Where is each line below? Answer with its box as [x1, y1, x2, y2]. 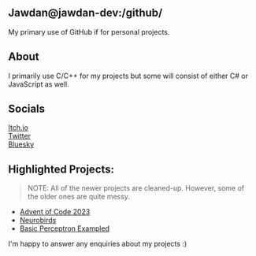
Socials [8, 102, 46, 116]
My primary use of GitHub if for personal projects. [8, 27, 170, 36]
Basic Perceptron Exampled [19, 224, 110, 233]
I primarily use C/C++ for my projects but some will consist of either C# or [8, 71, 248, 80]
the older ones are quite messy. [27, 192, 130, 202]
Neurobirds [19, 216, 57, 225]
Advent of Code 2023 [19, 207, 91, 217]
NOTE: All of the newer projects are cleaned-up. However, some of [27, 184, 245, 193]
